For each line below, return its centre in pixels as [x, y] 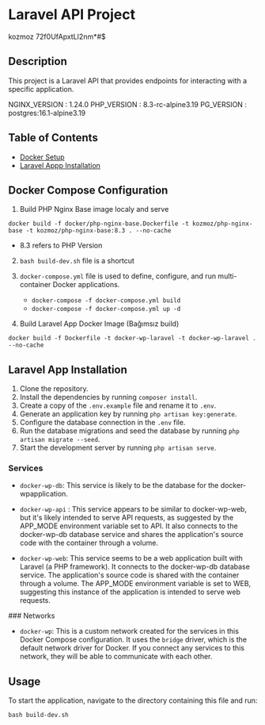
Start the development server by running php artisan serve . [118, 448]
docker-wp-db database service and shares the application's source [131, 535]
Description [38, 61]
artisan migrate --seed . [60, 439]
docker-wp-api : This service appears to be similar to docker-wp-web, [133, 509]
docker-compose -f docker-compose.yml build [106, 301]
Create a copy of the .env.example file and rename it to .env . [118, 405]
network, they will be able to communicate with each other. [116, 657]
